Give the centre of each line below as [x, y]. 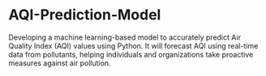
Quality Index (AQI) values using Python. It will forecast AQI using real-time [133, 45]
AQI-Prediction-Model [85, 15]
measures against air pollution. [60, 63]
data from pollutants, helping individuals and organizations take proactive [131, 54]
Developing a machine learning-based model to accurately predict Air [125, 37]
